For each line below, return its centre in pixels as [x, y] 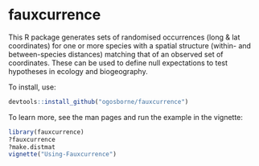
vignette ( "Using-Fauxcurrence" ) [62, 155]
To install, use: [32, 87]
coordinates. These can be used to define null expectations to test [118, 63]
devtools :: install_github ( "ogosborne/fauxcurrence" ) [99, 102]
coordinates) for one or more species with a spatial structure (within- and [130, 45]
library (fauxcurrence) [46, 132]
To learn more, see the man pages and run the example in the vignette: [126, 117]
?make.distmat [32, 147]
